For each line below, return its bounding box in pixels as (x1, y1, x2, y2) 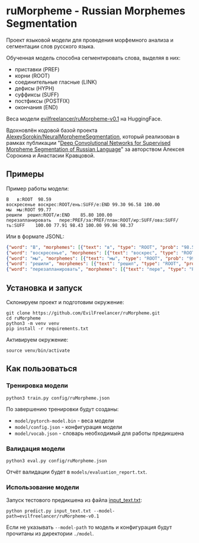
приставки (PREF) (14, 65, 60, 72)
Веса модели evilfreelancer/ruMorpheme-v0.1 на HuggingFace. (6, 115, 162, 122)
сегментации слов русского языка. (6, 43, 95, 50)
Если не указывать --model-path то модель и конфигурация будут (6, 524, 172, 531)
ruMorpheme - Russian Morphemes (6, 4, 185, 18)
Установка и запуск (6, 283, 83, 293)
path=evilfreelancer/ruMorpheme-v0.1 (6, 513, 99, 519)
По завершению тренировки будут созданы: (6, 405, 119, 412)
